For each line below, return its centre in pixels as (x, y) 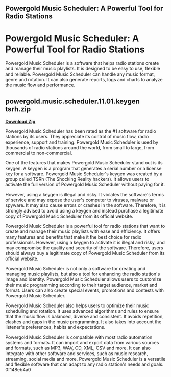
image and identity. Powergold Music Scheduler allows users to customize (83, 279)
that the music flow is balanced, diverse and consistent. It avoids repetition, (85, 317)
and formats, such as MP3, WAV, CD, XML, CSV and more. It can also (78, 348)
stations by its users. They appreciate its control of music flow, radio (77, 137)
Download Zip (20, 122)
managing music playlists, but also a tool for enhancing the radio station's (83, 274)
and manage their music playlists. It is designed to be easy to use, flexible (83, 69)
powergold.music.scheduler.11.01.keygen (73, 101)
